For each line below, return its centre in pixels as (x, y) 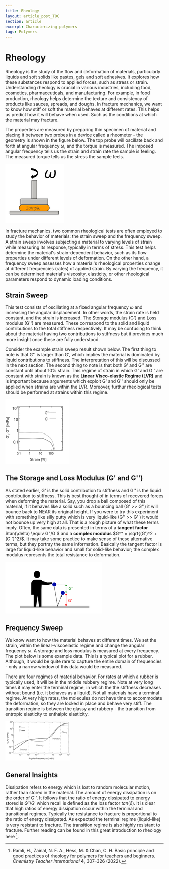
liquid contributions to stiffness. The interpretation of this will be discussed (83, 360)
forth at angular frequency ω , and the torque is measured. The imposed (79, 146)
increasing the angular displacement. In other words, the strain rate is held (82, 313)
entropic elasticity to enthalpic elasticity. (47, 714)
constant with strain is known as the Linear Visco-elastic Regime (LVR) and (84, 376)
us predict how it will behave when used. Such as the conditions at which (81, 115)
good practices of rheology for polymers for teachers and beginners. (84, 856)
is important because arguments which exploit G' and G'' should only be (80, 381)
